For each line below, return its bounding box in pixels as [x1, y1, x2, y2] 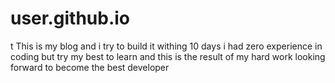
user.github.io [10, 7, 131, 30]
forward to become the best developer [10, 61, 170, 73]
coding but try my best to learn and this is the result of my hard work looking [10, 50, 326, 62]
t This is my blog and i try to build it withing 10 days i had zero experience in [10, 40, 323, 52]
